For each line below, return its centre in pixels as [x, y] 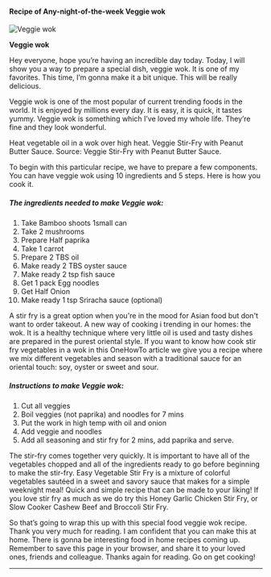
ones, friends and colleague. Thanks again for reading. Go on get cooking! [132, 557]
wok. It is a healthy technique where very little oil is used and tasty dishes [131, 333]
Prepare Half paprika [55, 240]
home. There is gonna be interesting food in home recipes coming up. [125, 540]
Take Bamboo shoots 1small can [74, 223]
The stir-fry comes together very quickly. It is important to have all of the [129, 456]
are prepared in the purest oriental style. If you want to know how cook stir [133, 342]
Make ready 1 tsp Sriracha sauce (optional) [92, 300]
